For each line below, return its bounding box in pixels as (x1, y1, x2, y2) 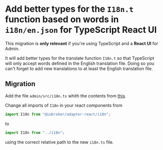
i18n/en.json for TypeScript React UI (5, 25, 157, 35)
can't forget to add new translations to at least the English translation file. (5, 65, 153, 72)
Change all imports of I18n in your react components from (5, 102, 123, 108)
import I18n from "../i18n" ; (5, 130, 65, 135)
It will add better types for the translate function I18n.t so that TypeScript (5, 55, 155, 61)
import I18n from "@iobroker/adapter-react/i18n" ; (5, 112, 111, 117)
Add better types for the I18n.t (5, 3, 134, 15)
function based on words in (5, 14, 119, 25)
